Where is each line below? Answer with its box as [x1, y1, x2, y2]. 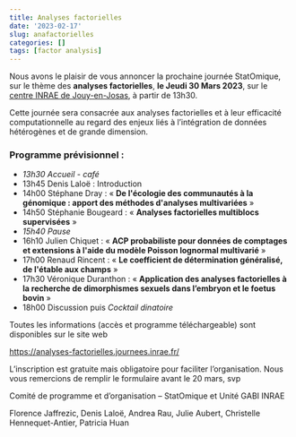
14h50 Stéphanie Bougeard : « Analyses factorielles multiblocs [22, 207, 260, 218]
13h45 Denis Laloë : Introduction [22, 178, 143, 189]
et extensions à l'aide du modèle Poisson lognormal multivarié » [22, 245, 266, 256]
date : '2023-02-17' [9, 21, 83, 30]
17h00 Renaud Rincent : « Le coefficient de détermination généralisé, [22, 254, 283, 265]
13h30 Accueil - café [22, 169, 100, 180]
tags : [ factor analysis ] [9, 47, 102, 56]
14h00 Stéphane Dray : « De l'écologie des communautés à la [22, 188, 254, 199]
